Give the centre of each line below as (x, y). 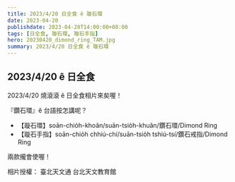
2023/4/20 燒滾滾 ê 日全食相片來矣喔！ (65, 95)
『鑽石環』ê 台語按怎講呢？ (47, 110)
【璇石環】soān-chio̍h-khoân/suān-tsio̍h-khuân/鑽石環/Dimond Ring (117, 125)
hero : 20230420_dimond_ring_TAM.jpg (61, 40)
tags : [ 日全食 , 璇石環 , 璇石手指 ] (53, 34)
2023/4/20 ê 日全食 (51, 77)
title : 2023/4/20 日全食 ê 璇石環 (55, 14)
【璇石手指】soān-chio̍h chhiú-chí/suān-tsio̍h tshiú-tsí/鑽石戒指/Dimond (122, 134)
